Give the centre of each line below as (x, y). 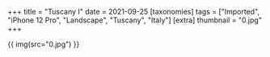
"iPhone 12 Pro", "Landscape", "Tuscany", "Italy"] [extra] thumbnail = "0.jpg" (135, 20)
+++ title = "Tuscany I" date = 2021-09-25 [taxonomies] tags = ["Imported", (134, 12)
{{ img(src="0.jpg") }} (44, 44)
